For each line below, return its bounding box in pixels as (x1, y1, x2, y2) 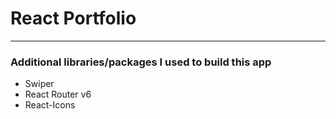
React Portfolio (10, 7, 137, 30)
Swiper (24, 78, 55, 90)
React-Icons (24, 99, 76, 111)
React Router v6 (24, 88, 92, 101)
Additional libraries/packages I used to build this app (10, 55, 272, 69)
